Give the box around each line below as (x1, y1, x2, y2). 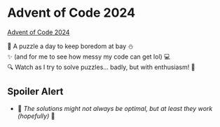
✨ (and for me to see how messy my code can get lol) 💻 (7, 52, 171, 61)
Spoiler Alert (7, 86, 64, 98)
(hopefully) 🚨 (17, 112, 55, 120)
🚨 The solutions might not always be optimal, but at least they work (17, 104, 213, 112)
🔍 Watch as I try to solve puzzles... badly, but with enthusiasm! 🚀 (7, 63, 195, 71)
